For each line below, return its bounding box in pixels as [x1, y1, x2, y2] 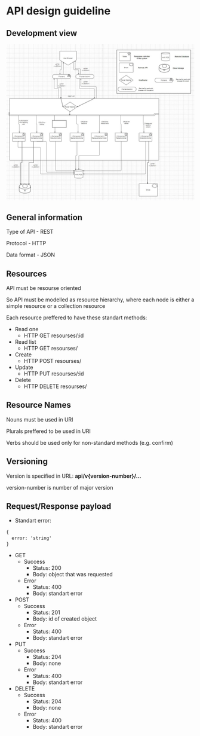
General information [6, 212, 82, 222]
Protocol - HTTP [6, 240, 47, 247]
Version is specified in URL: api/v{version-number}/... [6, 472, 141, 480]
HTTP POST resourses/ [23, 357, 82, 364]
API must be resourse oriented [6, 284, 82, 291]
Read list [14, 338, 37, 345]
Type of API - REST [6, 228, 54, 236]
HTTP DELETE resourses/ [23, 383, 87, 390]
